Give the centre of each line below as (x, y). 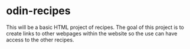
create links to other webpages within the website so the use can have (92, 33)
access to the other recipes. (40, 40)
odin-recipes (38, 11)
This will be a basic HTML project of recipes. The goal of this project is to (95, 27)
